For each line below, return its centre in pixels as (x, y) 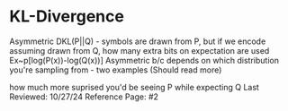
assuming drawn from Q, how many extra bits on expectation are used (139, 50)
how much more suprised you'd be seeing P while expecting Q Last (134, 87)
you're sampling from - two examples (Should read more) (116, 70)
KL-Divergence (67, 17)
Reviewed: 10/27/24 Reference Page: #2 (84, 97)
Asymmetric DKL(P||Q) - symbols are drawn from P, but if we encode (138, 41)
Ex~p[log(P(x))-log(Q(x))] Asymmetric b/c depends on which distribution (144, 60)
